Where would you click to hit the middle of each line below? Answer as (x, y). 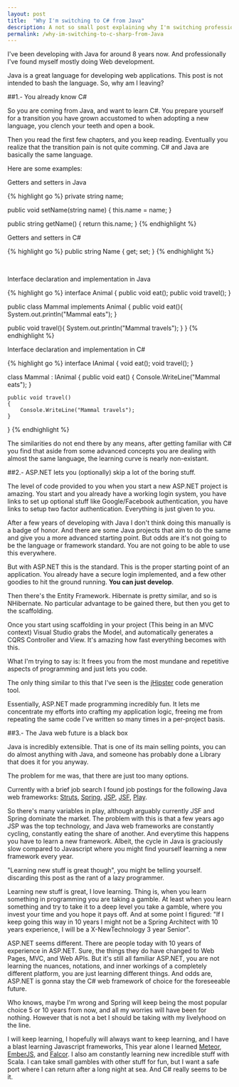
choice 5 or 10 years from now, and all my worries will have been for (107, 1010)
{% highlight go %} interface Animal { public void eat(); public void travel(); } (119, 293)
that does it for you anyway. (48, 762)
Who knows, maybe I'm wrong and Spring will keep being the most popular (117, 1003)
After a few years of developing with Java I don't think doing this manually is (119, 523)
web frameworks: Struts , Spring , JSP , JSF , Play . (77, 797)
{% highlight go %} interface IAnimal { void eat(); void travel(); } (100, 364)
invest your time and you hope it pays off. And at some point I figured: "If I (116, 915)
